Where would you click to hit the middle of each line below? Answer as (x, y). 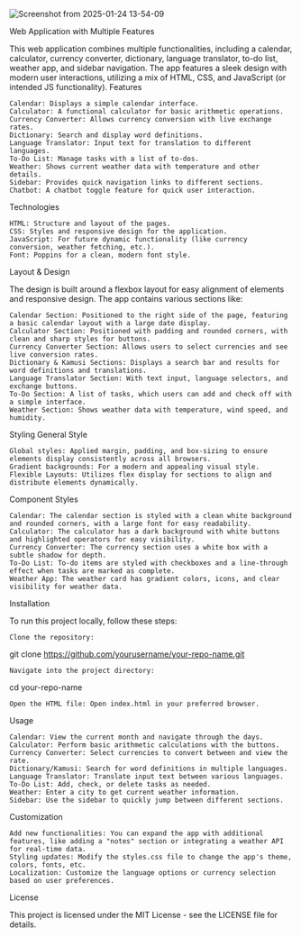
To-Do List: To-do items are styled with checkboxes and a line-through (149, 563)
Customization (36, 817)
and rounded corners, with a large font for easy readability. (131, 523)
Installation (30, 603)
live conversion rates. (54, 355)
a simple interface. (48, 402)
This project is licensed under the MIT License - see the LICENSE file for (143, 915)
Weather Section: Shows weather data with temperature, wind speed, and (149, 410)
